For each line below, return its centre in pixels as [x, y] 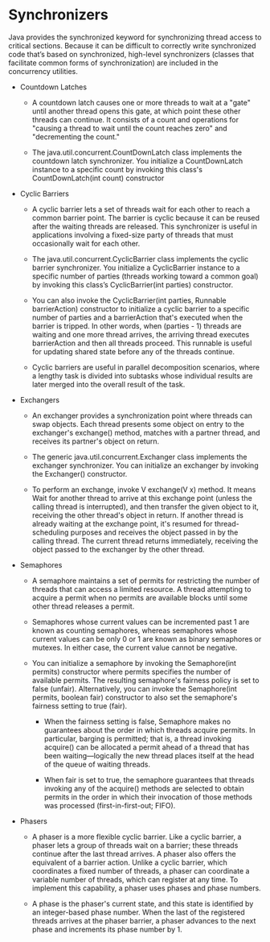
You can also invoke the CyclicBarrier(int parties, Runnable [129, 300]
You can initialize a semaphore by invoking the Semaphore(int [134, 663]
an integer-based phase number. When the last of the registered [138, 912]
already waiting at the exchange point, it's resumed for [122, 523]
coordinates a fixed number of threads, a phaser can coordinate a [141, 870]
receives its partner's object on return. [95, 441]
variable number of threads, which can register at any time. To [135, 879]
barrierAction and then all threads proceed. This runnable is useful [142, 343]
